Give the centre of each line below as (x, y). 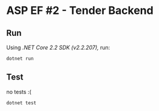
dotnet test (21, 103)
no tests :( (19, 92)
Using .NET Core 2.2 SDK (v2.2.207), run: (58, 47)
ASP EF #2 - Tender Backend (80, 11)
